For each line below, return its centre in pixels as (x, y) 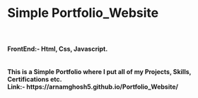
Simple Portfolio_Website (83, 13)
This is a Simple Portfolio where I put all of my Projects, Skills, (99, 72)
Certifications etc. (35, 80)
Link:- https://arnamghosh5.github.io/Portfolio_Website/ (93, 87)
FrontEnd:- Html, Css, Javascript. (58, 49)
